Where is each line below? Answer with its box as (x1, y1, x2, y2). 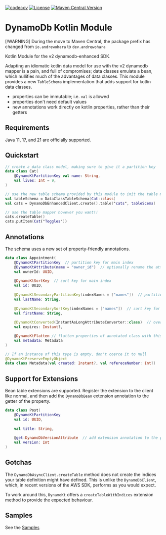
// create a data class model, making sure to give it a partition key (5, 164, 156, 169)
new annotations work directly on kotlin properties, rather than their (12, 104, 150, 110)
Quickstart (5, 151, 39, 160)
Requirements (5, 124, 49, 132)
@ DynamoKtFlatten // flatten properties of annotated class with (14, 333, 152, 338)
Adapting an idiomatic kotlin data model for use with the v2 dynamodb (5, 62, 148, 69)
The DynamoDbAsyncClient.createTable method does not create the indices (5, 471, 157, 478)
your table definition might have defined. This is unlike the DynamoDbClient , (5, 477, 157, 482)
